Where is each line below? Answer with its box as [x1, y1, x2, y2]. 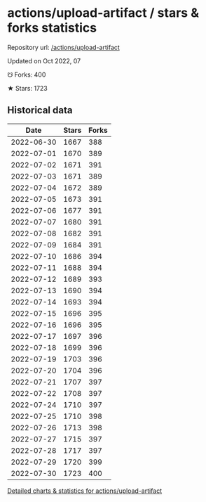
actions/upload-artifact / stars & [7, 5, 200, 21]
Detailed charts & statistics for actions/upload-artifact [7, 487, 163, 495]
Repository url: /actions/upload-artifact [7, 43, 121, 51]
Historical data [7, 104, 73, 117]
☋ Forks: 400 [7, 70, 46, 79]
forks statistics [7, 20, 97, 36]
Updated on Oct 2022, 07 [7, 56, 81, 65]
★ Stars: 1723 [7, 84, 48, 92]
